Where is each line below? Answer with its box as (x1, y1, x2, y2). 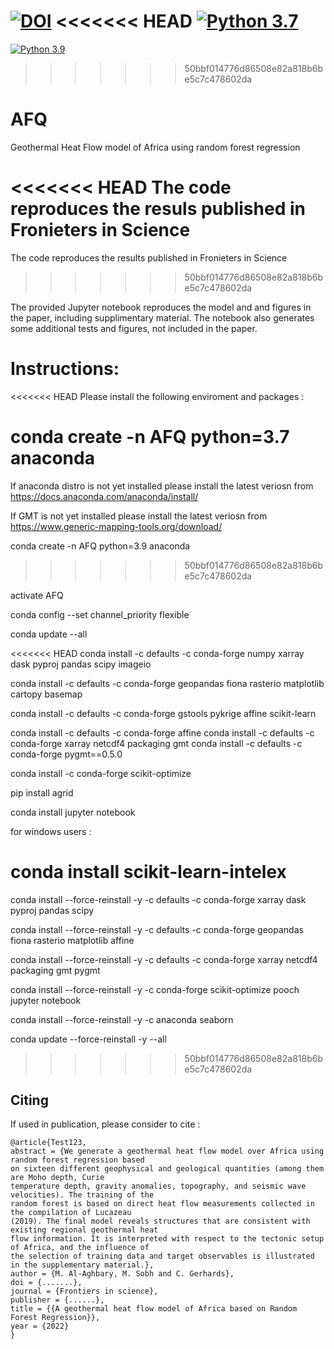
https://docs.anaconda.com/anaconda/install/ (10, 490, 199, 502)
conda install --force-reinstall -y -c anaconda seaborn (10, 1013, 234, 1025)
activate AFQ (10, 589, 64, 601)
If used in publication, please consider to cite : (10, 1118, 201, 1130)
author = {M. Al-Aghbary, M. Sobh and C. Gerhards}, (10, 1269, 235, 1279)
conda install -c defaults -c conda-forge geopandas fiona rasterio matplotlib (10, 677, 325, 689)
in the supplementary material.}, (10, 1260, 155, 1270)
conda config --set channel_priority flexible (10, 608, 190, 620)
